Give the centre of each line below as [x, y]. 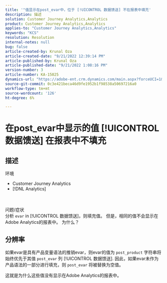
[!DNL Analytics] [29, 189]
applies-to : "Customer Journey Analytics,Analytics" [61, 28]
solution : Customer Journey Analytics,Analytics [56, 19]
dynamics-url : [20, 79]
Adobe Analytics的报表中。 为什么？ [42, 222]
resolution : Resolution [30, 38]
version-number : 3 [24, 70]
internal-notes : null [28, 42]
